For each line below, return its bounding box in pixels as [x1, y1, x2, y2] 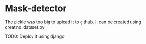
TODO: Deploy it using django [5, 33, 65, 39]
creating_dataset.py [5, 24, 45, 29]
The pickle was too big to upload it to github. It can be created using [5, 19, 142, 25]
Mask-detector [5, 3, 66, 14]
